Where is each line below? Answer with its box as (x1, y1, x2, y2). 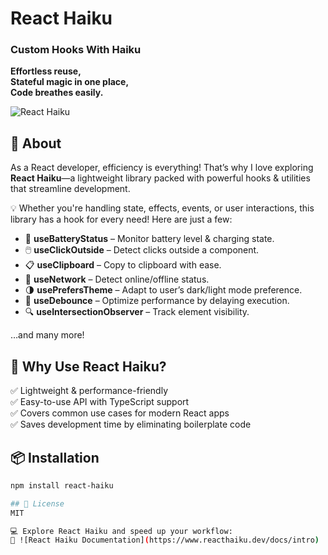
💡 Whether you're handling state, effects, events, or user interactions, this (10, 202, 315, 214)
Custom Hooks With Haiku (10, 43, 142, 57)
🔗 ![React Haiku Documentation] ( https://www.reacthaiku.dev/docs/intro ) (10, 535, 320, 546)
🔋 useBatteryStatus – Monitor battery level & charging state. (24, 233, 275, 245)
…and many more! (10, 329, 85, 341)
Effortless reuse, (10, 65, 82, 77)
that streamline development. (10, 183, 131, 195)
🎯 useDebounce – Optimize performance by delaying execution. (24, 295, 290, 307)
